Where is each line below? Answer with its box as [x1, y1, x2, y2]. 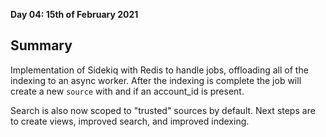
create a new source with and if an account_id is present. [10, 85, 245, 97]
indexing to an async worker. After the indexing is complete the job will [10, 74, 302, 86]
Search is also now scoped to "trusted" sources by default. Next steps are [10, 104, 316, 116]
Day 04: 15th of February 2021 [10, 9, 139, 20]
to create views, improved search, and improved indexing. [10, 115, 250, 127]
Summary [10, 37, 73, 54]
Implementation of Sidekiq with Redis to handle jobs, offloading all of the [10, 64, 309, 76]
